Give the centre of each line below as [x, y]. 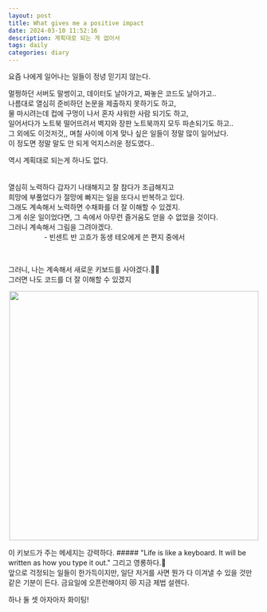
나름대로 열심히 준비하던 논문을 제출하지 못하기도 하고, [92, 103]
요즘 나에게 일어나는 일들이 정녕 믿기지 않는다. [80, 76]
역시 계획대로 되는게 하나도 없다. [59, 160]
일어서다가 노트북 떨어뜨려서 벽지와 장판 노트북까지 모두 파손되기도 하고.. [121, 123]
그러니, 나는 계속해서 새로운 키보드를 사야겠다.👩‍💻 [84, 269]
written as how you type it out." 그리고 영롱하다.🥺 [87, 563]
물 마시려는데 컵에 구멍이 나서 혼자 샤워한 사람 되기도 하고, [98, 113]
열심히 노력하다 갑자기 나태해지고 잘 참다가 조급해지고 [91, 187]
